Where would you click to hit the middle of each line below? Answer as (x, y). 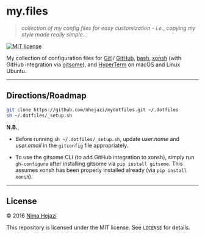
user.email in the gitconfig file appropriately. (72, 145)
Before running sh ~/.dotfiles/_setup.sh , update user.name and (97, 139)
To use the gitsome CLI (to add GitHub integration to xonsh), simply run (105, 157)
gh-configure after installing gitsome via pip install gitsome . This (99, 163)
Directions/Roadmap (46, 96)
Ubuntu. (16, 70)
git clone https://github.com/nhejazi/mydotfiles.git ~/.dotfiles (92, 110)
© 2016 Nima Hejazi (31, 216)
